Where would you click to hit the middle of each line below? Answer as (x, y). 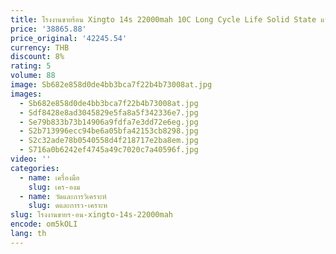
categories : (35, 168)
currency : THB (40, 47)
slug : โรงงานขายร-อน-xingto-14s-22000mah (92, 215)
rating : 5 (31, 66)
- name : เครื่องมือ (49, 177)
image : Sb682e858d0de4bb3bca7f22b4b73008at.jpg (111, 85)
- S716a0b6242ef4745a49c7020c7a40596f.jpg (109, 150)
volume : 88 (33, 76)
